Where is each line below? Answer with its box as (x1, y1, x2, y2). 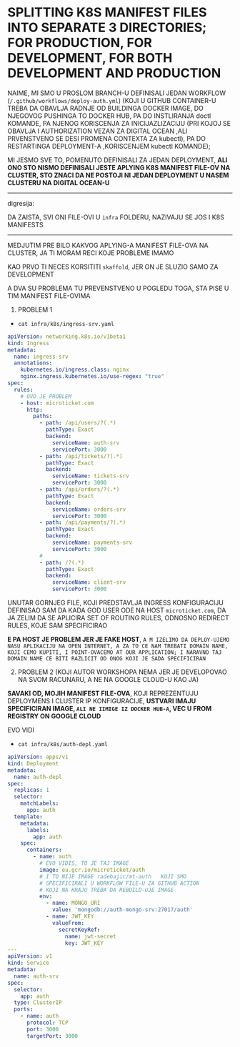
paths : (33, 412, 53, 420)
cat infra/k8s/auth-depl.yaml (17, 741, 109, 748)
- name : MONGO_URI (45, 900, 101, 907)
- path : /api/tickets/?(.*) (39, 452, 123, 460)
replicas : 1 (14, 787, 50, 794)
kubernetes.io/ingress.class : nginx (20, 366, 130, 374)
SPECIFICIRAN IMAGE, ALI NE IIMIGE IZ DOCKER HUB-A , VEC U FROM (7, 705, 212, 713)
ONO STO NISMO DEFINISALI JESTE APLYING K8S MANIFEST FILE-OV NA (7, 163, 231, 172)
